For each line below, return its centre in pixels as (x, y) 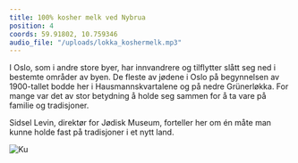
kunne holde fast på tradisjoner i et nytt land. (92, 132)
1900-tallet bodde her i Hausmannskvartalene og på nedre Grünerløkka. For (149, 86)
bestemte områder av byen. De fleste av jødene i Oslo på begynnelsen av (145, 77)
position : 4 (31, 26)
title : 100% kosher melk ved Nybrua (77, 17)
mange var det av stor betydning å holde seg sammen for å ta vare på (138, 96)
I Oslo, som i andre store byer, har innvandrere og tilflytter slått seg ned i (142, 68)
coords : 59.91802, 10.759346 (64, 34)
